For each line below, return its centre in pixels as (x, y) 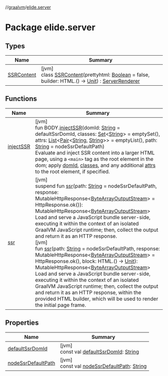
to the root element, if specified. (72, 171)
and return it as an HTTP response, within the (88, 292)
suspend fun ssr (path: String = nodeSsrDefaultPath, (96, 186)
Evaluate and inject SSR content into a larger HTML (95, 152)
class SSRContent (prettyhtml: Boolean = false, (95, 75)
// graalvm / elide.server (28, 7)
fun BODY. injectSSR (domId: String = (77, 127)
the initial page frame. (60, 305)
